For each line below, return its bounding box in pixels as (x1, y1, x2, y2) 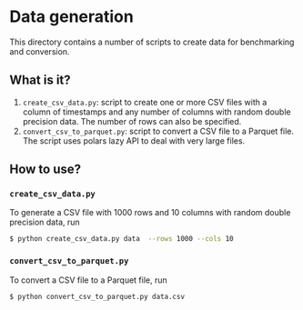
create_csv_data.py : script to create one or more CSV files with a (22, 96, 268, 107)
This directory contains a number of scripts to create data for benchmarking (9, 36, 295, 47)
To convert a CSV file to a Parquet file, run (9, 275, 168, 285)
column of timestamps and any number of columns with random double (22, 106, 291, 117)
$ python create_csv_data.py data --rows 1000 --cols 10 (9, 235, 234, 244)
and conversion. (9, 45, 70, 56)
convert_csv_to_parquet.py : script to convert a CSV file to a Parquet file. (22, 125, 294, 136)
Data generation (9, 6, 134, 27)
